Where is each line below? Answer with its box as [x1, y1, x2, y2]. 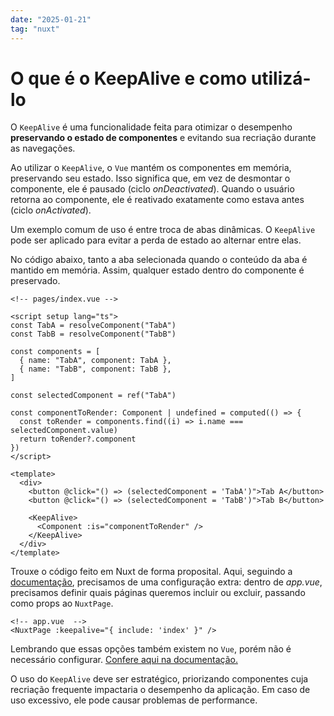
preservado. [10, 275, 61, 287]
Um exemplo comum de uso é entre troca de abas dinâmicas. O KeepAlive [10, 224, 316, 236]
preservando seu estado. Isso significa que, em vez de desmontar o [10, 172, 291, 185]
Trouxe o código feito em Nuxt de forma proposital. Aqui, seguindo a [10, 566, 293, 578]
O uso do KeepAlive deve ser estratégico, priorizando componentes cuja [10, 673, 309, 685]
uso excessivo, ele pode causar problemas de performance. [10, 694, 258, 706]
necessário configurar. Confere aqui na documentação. [10, 654, 238, 666]
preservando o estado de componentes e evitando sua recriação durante [10, 132, 317, 144]
